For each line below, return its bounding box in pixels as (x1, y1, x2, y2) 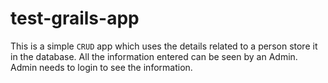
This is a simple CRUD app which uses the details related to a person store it (10, 40, 318, 52)
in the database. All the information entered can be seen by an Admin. (10, 50, 298, 62)
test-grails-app (10, 7, 140, 30)
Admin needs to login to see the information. (10, 61, 193, 73)
